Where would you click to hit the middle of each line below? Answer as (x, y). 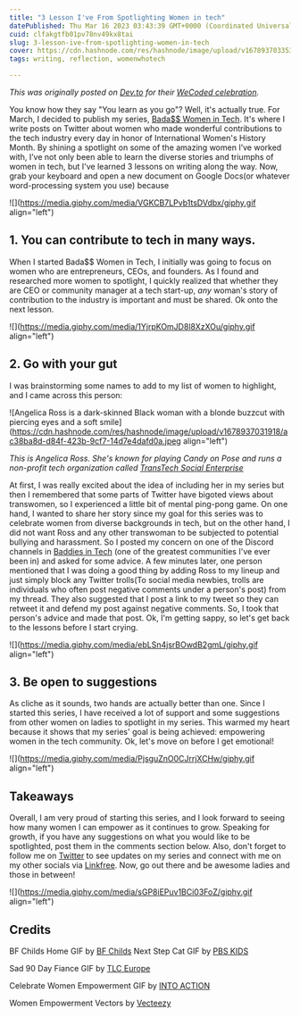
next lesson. (32, 309)
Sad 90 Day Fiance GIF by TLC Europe (80, 969)
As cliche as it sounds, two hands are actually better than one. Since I (137, 704)
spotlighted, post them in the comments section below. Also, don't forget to (148, 846)
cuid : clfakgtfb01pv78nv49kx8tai (71, 34)
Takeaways (42, 796)
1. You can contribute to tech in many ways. (133, 241)
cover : (21, 51)
